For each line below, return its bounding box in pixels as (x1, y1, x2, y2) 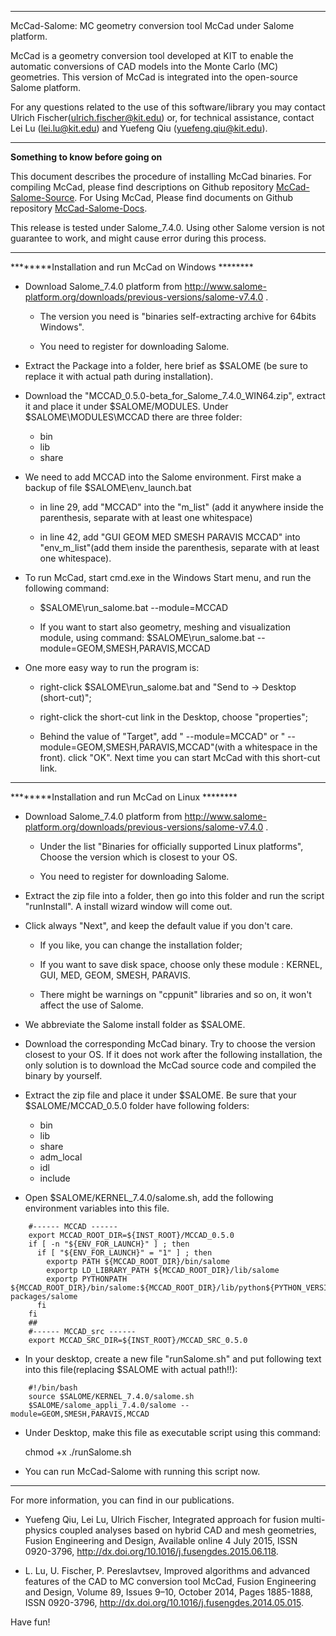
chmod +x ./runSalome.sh (24, 1446, 132, 1458)
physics (24, 1524, 58, 1536)
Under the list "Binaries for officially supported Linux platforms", (39, 841, 304, 852)
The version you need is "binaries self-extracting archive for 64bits (39, 311, 317, 322)
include (39, 1172, 71, 1184)
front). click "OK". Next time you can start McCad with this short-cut (39, 752, 321, 763)
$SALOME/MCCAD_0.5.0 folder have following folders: (24, 1100, 250, 1111)
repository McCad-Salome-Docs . (10, 202, 148, 214)
